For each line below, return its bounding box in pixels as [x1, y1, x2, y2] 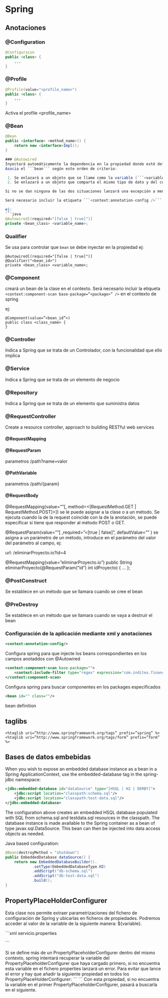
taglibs [5, 717, 27, 726]
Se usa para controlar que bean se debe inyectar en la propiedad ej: [5, 244, 144, 250]
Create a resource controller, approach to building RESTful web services [5, 424, 154, 430]
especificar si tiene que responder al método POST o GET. [5, 519, 126, 525]
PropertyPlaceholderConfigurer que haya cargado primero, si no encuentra [5, 960, 160, 966]
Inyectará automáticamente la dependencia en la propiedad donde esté [5, 161, 155, 166]
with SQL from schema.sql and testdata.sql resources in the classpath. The [5, 815, 160, 821]
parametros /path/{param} [5, 481, 59, 487]
